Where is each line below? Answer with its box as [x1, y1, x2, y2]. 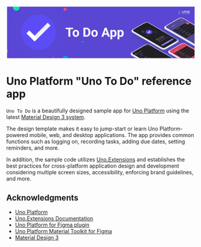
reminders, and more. [6, 144, 60, 151]
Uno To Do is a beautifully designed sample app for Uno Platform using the [6, 107, 190, 114]
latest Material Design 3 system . [6, 114, 86, 121]
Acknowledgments [6, 192, 79, 203]
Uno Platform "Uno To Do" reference [6, 75, 192, 88]
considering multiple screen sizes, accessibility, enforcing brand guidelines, [6, 169, 194, 176]
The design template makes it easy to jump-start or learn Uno [6, 125, 158, 132]
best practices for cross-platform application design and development [6, 162, 179, 169]
